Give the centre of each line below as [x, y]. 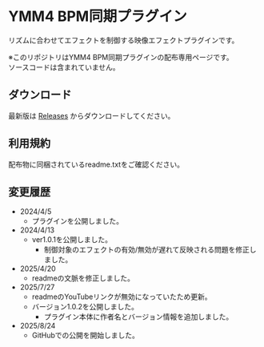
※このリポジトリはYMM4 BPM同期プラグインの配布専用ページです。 [121, 57]
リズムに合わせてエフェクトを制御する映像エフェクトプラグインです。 [124, 40]
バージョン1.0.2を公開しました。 [85, 307]
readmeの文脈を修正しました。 [83, 278]
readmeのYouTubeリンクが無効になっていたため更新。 [122, 297]
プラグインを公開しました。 [78, 221]
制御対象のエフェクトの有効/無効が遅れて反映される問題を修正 [147, 250]
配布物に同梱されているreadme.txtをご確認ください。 [96, 164]
